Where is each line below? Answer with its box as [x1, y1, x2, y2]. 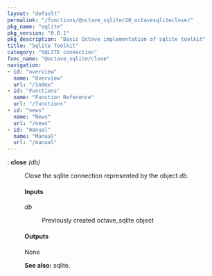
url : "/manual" [13, 139, 58, 146]
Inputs [24, 187, 44, 196]
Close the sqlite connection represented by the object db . [24, 171, 189, 180]
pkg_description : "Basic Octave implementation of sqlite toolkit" [7, 36, 206, 43]
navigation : [7, 62, 42, 69]
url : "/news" [13, 119, 51, 127]
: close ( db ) [7, 158, 40, 166]
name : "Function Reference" [13, 94, 95, 101]
